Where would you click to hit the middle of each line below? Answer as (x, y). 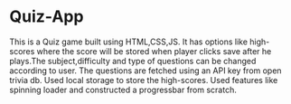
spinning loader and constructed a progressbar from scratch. (123, 90)
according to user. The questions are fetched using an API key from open (145, 71)
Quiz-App (47, 17)
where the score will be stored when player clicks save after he (154, 51)
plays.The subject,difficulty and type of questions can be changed (133, 61)
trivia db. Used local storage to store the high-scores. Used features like (144, 80)
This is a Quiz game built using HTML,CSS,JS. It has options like (129, 42)
